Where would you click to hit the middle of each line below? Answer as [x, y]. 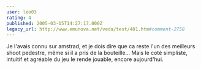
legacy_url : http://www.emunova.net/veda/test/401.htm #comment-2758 [96, 29]
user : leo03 [21, 12]
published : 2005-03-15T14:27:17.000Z [55, 23]
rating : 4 [19, 18]
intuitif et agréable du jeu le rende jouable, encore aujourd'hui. [85, 59]
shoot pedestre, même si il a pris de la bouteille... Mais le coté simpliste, [97, 53]
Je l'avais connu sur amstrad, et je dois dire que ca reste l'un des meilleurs [101, 46]
